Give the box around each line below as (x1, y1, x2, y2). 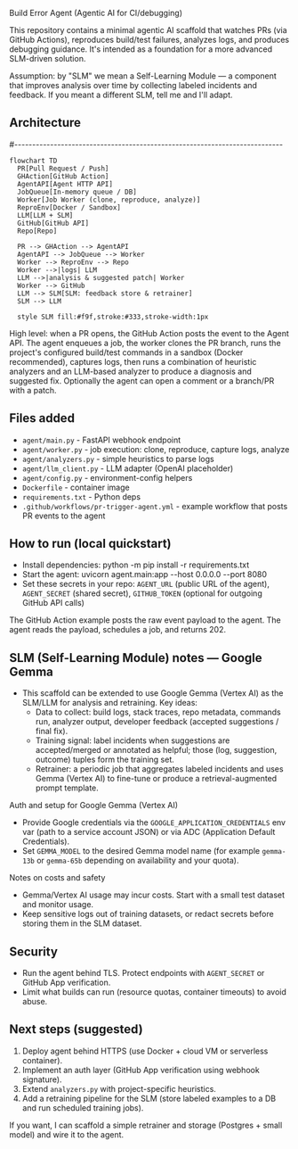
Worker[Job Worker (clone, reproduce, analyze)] (17, 195, 201, 204)
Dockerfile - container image (21, 482, 131, 492)
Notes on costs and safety (9, 872, 106, 883)
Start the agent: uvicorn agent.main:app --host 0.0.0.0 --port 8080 (21, 569, 268, 580)
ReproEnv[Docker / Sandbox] (17, 203, 122, 212)
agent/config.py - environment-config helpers (21, 472, 193, 483)
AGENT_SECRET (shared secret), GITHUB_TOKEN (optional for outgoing (21, 588, 262, 599)
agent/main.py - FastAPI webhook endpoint (21, 434, 181, 445)
